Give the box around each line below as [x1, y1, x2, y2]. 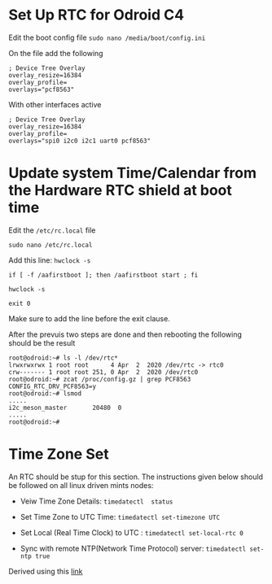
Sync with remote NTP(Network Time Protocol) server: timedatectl [20, 543, 247, 553]
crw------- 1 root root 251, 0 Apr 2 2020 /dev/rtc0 [8, 368, 199, 376]
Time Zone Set [8, 445, 109, 464]
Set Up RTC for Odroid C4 [8, 6, 185, 24]
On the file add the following [8, 48, 103, 58]
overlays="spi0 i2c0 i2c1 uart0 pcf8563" [8, 137, 151, 145]
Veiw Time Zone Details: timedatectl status [20, 496, 173, 506]
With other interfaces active [8, 99, 102, 109]
